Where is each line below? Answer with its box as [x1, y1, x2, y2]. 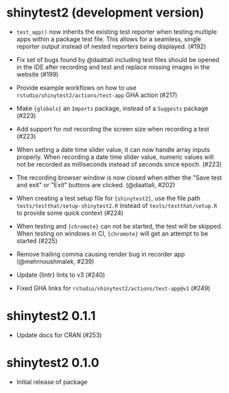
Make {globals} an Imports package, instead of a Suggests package [16, 104, 208, 112]
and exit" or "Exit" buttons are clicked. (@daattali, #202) [16, 180, 176, 189]
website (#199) [16, 70, 59, 78]
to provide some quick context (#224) [16, 209, 124, 217]
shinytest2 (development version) [6, 5, 204, 21]
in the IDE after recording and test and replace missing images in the [16, 63, 210, 71]
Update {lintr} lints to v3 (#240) [16, 270, 106, 279]
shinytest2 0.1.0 [6, 355, 100, 371]
